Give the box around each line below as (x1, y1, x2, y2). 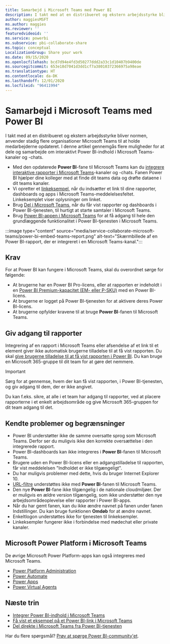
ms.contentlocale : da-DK (5, 74, 58, 79)
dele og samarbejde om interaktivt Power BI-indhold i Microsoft (5, 148, 138, 155)
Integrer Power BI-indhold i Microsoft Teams (12, 612, 105, 618)
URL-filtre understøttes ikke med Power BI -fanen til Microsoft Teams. (12, 481, 157, 487)
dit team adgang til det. (5, 404, 54, 410)
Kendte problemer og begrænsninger (5, 419, 125, 428)
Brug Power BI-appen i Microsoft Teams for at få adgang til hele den (12, 212, 155, 218)
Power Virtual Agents (12, 584, 57, 590)
